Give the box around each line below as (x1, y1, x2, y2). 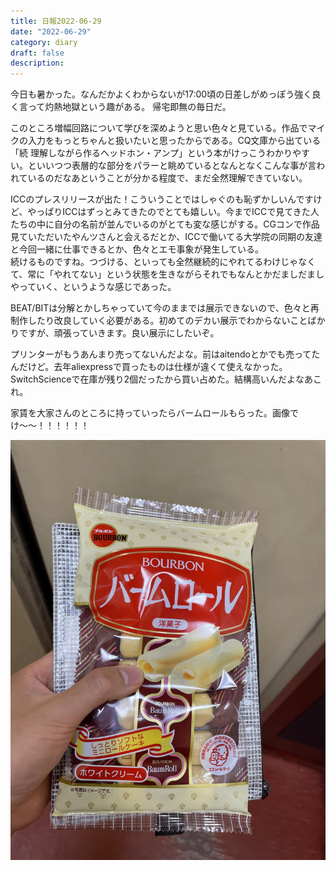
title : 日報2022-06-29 (10, 16, 102, 26)
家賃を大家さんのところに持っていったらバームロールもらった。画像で (10, 407, 299, 419)
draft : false (10, 48, 65, 58)
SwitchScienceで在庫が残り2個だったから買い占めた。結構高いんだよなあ (10, 373, 314, 385)
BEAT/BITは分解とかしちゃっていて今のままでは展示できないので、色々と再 (10, 302, 320, 314)
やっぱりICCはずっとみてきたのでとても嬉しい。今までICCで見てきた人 (27, 206, 320, 218)
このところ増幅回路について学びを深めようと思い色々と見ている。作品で (10, 122, 308, 134)
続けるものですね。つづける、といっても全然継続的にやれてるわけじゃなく (10, 256, 317, 268)
